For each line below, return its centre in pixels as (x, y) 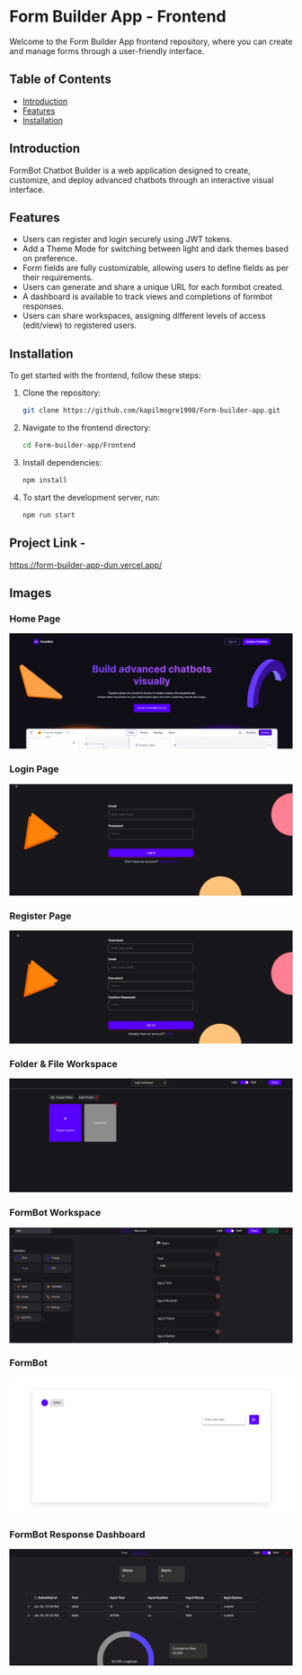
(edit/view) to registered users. (80, 325)
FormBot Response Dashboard (77, 1535)
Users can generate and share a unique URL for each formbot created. (153, 287)
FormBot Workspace (55, 1213)
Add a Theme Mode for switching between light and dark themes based (155, 249)
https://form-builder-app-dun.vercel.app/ (86, 565)
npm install (44, 480)
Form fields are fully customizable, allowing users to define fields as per (155, 268)
